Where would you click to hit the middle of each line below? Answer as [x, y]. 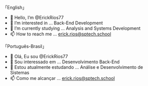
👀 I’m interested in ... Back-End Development [56, 23]
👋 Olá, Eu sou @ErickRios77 [39, 56]
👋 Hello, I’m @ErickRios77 [37, 17]
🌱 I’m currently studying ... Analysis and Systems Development [75, 28]
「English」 [15, 7]
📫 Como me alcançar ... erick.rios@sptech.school [62, 78]
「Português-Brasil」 [25, 46]
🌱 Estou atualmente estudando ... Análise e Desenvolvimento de [77, 67]
